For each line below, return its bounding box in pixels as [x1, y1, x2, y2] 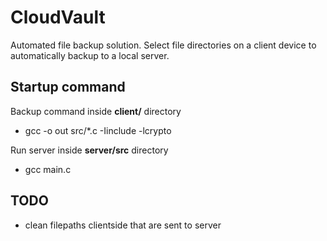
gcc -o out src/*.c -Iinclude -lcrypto [24, 124, 172, 136]
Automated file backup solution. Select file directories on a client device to [10, 39, 317, 51]
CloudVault [10, 6, 106, 29]
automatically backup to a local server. [10, 49, 170, 61]
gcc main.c [24, 163, 72, 175]
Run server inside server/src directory [10, 144, 169, 156]
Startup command [10, 79, 126, 96]
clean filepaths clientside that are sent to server [24, 219, 222, 231]
